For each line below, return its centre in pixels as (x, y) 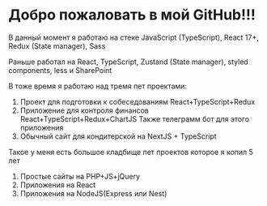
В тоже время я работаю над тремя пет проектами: (98, 86)
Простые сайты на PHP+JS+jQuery (80, 176)
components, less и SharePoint (60, 70)
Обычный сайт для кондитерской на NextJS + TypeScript (118, 136)
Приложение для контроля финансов (85, 110)
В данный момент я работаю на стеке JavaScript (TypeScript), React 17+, (133, 37)
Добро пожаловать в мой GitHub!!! (132, 15)
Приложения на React (58, 185)
